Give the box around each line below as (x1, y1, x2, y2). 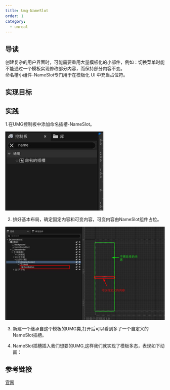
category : (5, 19, 26, 24)
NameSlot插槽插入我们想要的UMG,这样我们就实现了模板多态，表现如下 (12, 342, 160, 349)
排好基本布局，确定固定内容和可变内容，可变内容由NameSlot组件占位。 (12, 216, 162, 223)
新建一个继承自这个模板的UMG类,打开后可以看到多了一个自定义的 (12, 325, 149, 331)
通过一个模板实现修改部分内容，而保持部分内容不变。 (14, 66, 125, 72)
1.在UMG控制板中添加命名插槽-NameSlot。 (5, 121, 95, 127)
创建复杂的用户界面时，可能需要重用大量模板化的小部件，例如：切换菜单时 (5, 59, 160, 65)
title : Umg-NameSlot (5, 8, 49, 13)
